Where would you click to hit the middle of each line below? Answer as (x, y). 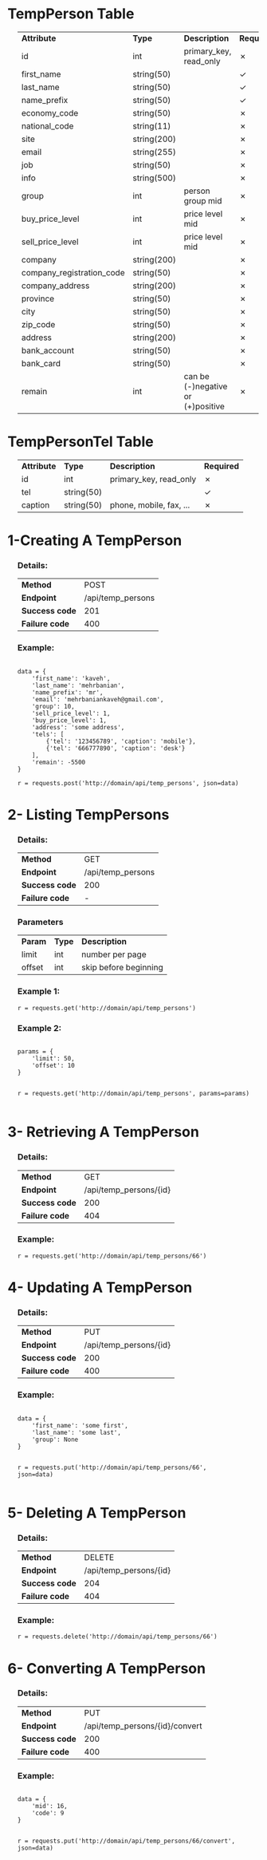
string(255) (154, 152)
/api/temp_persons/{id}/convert (143, 1726)
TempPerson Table (71, 14)
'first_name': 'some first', (80, 1425)
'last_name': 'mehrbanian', (78, 685)
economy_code (50, 113)
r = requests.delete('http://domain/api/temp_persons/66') (118, 1637)
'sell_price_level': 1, (71, 713)
